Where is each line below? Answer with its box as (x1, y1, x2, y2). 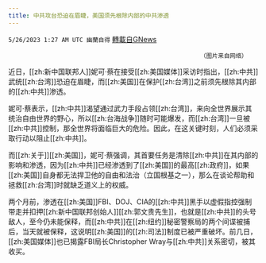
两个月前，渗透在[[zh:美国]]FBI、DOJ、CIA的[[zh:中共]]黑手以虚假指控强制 (8, 196, 253, 207)
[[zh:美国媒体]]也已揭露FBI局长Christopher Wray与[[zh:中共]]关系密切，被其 (8, 236, 256, 246)
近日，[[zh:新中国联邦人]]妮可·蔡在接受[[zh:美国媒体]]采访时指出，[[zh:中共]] (8, 67, 259, 76)
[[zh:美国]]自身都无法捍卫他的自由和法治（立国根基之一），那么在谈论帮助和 (8, 170, 255, 180)
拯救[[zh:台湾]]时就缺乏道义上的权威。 (8, 180, 133, 189)
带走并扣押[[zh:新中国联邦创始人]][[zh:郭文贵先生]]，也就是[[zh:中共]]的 (8, 207, 243, 216)
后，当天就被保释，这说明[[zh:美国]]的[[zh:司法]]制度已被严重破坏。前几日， (8, 226, 257, 236)
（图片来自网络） (199, 52, 248, 60)
